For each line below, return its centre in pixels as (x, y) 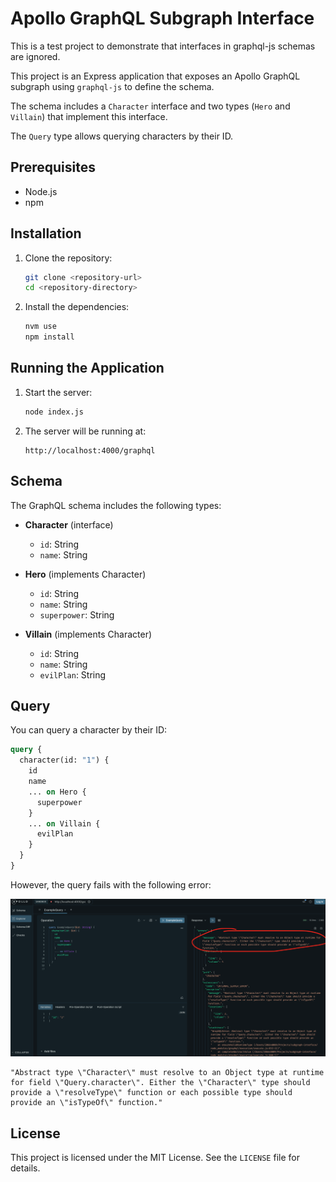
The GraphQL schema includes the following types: (116, 505)
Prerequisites (53, 167)
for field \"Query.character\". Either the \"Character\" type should (160, 1083)
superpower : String (77, 614)
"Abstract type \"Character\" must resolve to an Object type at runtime (167, 1073)
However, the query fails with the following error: (111, 884)
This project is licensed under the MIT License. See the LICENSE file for (155, 1158)
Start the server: (58, 392)
